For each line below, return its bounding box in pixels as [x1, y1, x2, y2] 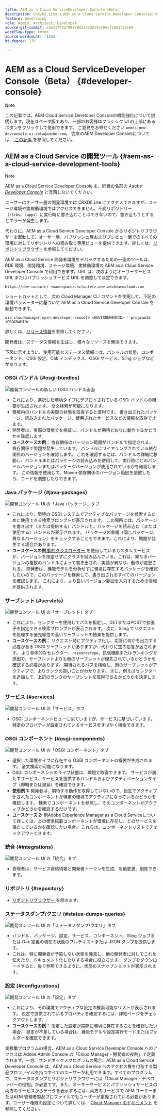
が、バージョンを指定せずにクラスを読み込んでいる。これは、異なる [12, 554, 148, 559]
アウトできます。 [20, 830, 55, 836]
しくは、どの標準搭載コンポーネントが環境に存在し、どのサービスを [20, 818, 157, 824]
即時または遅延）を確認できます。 [20, 782, 89, 788]
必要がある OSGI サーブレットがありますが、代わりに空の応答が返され [12, 644, 152, 650]
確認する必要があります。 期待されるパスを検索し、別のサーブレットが [12, 662, 153, 668]
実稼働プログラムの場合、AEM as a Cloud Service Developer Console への [5, 1045, 153, 1051]
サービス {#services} [5, 693, 55, 700]
